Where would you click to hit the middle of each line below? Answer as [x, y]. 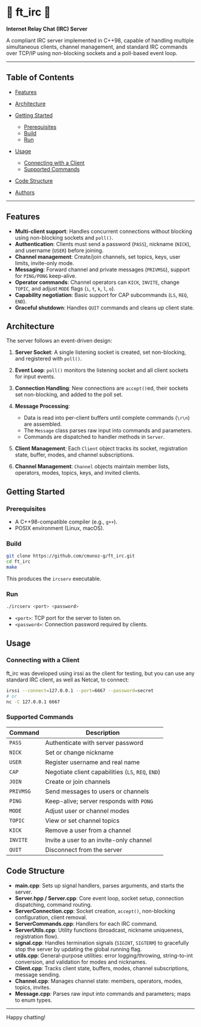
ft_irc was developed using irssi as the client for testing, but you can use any [100, 673]
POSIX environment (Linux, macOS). [60, 528]
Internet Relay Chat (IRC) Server [47, 29]
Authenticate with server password [94, 743]
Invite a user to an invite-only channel [98, 840]
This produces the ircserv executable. [54, 578]
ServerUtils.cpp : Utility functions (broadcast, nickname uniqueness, [99, 930]
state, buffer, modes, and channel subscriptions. [74, 455]
